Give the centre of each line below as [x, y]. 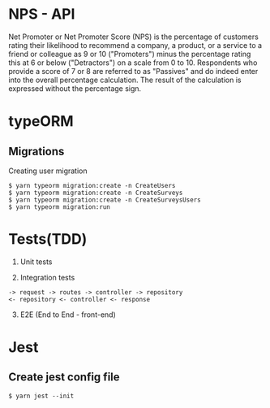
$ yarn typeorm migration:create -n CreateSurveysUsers [105, 200]
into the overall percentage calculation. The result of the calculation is [125, 80]
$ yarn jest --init [41, 396]
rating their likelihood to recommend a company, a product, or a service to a [135, 45]
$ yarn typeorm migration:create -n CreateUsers [92, 185]
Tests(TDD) [48, 239]
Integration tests [47, 277]
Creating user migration [48, 171]
